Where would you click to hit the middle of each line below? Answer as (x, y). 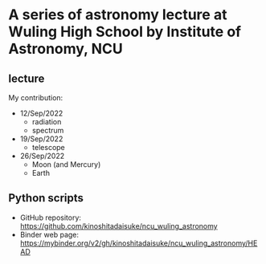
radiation (47, 122)
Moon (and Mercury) (66, 164)
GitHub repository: (51, 217)
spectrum (48, 130)
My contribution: (36, 97)
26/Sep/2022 (42, 156)
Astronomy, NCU (65, 49)
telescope (49, 147)
